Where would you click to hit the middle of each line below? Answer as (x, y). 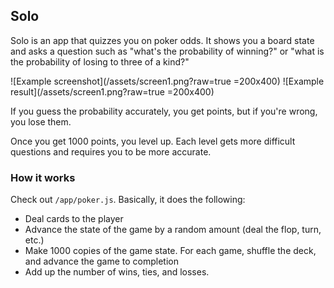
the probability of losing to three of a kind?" (100, 61)
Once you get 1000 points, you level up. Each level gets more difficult (153, 141)
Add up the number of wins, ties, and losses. (117, 272)
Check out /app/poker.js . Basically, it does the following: (128, 200)
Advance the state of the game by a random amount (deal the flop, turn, (173, 230)
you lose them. (41, 121)
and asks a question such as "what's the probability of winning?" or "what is (167, 51)
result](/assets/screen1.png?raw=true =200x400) (112, 91)
